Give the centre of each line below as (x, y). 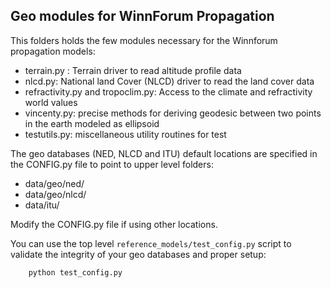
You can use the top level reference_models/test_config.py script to (151, 243)
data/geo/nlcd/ (55, 194)
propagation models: (53, 51)
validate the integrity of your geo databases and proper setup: (138, 254)
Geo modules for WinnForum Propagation (142, 16)
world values (51, 102)
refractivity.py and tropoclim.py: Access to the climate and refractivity (168, 91)
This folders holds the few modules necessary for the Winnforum (144, 40)
